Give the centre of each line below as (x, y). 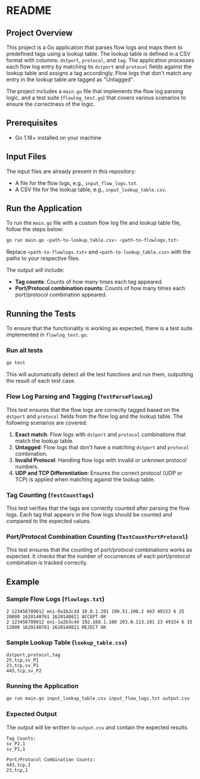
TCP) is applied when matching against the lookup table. (85, 479)
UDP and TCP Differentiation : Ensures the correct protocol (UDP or (98, 473)
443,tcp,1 (19, 765)
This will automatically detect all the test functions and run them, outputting (100, 374)
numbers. (27, 466)
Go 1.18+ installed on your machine (58, 137)
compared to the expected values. (49, 521)
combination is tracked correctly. (47, 562)
